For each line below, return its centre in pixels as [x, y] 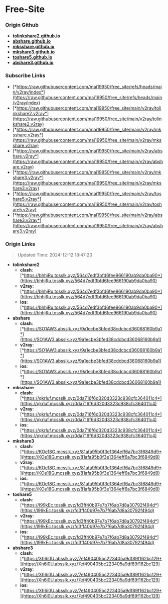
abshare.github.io [32, 41]
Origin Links [20, 244]
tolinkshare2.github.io [36, 36]
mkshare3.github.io [34, 52]
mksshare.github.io [33, 47]
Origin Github [22, 25]
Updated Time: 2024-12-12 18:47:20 [55, 255]
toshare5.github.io [32, 57]
